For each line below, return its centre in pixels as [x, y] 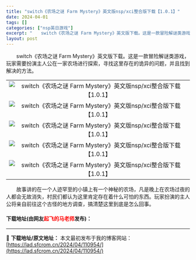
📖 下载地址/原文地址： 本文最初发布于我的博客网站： [69, 238]
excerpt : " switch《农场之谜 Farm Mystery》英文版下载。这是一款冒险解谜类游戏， [100, 33]
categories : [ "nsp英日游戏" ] [40, 28]
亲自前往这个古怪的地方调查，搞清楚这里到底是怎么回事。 [85, 204]
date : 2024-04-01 [27, 17]
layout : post [22, 39]
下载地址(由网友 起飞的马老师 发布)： [49, 218]
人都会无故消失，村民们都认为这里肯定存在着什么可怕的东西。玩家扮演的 [93, 196]
